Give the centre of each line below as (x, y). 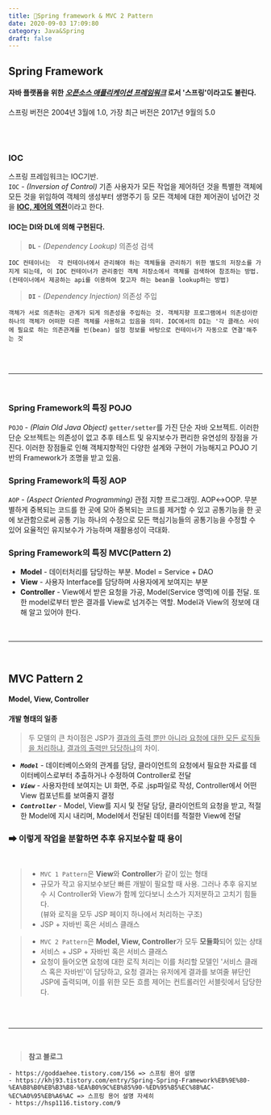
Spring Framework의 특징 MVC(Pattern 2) (90, 553)
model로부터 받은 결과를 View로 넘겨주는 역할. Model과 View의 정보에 (140, 602)
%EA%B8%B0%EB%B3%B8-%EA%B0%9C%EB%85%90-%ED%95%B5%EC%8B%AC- (112, 1088)
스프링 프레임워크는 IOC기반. (54, 177)
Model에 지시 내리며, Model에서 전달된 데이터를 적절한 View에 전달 (135, 816)
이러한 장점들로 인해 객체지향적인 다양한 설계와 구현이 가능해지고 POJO (138, 447)
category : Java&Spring (46, 31)
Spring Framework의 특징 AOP (68, 480)
